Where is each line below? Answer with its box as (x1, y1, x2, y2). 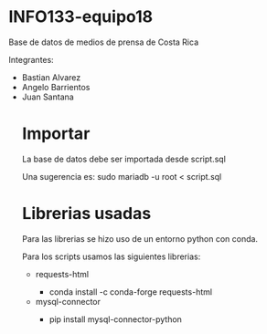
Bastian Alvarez (21, 71, 81, 83)
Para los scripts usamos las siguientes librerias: (21, 251, 201, 262)
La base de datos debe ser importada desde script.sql (21, 153, 226, 164)
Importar (21, 123, 91, 144)
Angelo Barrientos (21, 81, 91, 92)
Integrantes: (8, 54, 54, 65)
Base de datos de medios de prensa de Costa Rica (8, 37, 198, 47)
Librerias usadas (21, 204, 152, 224)
